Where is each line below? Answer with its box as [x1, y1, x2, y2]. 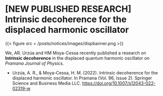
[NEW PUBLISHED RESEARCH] [5, 3, 132, 15]
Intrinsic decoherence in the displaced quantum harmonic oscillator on [5, 55, 150, 61]
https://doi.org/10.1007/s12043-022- [81, 80, 156, 86]
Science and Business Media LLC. [12, 80, 81, 86]
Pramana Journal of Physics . [5, 60, 64, 66]
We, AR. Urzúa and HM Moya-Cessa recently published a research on [5, 50, 146, 56]
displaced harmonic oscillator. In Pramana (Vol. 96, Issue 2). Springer [12, 75, 152, 81]
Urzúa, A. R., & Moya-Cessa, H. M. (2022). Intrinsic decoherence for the [12, 70, 158, 75]
